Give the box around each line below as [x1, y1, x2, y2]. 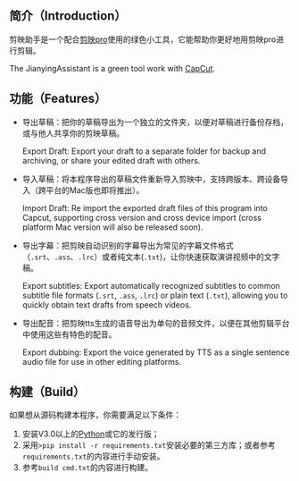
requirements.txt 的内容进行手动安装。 [21, 451, 165, 462]
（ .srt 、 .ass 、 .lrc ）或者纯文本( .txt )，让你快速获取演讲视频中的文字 [21, 251, 280, 262]
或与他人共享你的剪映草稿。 [21, 128, 125, 139]
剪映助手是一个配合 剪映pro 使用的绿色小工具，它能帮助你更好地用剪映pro [9, 34, 277, 45]
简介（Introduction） [9, 8, 127, 24]
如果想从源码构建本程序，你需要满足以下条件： [9, 409, 181, 420]
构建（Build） [9, 384, 86, 400]
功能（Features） [9, 91, 107, 106]
